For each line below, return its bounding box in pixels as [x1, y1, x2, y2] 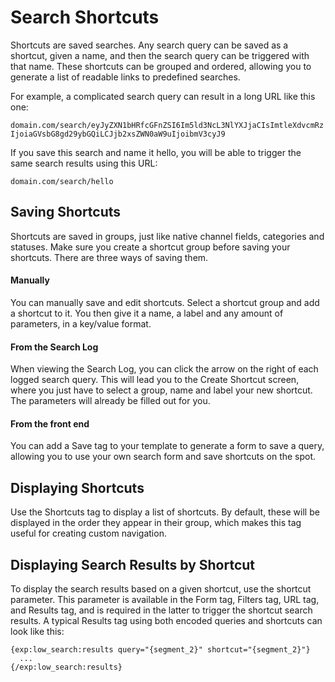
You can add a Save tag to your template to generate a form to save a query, [10, 440, 325, 452]
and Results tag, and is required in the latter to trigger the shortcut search [10, 604, 313, 616]
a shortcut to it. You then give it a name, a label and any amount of [10, 307, 284, 319]
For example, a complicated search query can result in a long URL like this [10, 90, 316, 102]
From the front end [10, 417, 90, 430]
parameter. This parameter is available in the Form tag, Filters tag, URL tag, [10, 593, 320, 605]
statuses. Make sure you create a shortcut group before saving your [10, 241, 291, 253]
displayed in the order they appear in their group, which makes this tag [10, 517, 302, 529]
